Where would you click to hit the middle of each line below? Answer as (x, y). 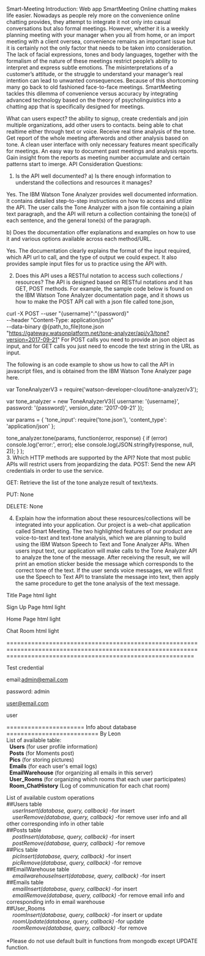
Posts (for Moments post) (42, 753)
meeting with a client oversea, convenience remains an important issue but (101, 41)
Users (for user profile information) (53, 747)
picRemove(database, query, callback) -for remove (77, 863)
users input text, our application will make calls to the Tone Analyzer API (106, 551)
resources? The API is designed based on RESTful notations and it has (104, 282)
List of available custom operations (50, 797)
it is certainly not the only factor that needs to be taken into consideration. (99, 48)
